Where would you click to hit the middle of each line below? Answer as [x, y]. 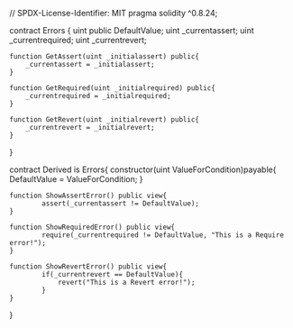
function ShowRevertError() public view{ [88, 267]
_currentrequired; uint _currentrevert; [78, 40]
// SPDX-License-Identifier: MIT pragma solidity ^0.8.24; [114, 13]
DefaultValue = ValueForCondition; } [76, 179]
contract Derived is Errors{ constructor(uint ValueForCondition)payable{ [143, 169]
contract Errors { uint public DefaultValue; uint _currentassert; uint [132, 30]
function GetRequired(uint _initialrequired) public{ [113, 88]
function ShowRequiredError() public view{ [92, 227]
